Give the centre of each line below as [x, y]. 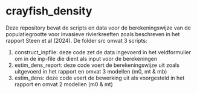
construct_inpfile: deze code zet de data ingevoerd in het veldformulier [103, 52]
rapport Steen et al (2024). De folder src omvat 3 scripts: [76, 40]
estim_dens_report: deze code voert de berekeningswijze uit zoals [97, 65]
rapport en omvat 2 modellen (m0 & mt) [63, 84]
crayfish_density [49, 11]
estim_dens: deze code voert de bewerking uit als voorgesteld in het [99, 78]
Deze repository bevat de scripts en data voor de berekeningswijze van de [98, 28]
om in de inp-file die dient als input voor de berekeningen [86, 58]
